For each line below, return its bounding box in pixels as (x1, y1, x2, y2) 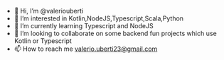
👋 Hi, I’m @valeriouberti (14, 7, 84, 15)
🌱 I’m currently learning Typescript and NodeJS (14, 22, 154, 30)
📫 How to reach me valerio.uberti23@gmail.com (14, 44, 158, 53)
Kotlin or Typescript (14, 37, 73, 45)
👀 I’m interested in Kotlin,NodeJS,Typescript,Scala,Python (14, 14, 183, 23)
